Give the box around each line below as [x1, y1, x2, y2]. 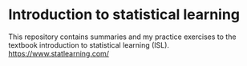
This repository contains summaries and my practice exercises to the [8, 32, 237, 41]
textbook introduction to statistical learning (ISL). [8, 40, 170, 49]
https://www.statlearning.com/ [8, 49, 110, 58]
